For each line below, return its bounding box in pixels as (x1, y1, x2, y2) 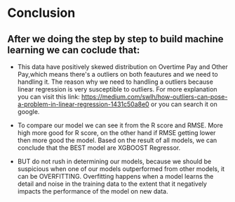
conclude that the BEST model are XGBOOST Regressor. (17, 144, 181, 152)
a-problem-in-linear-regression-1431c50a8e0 (17, 100, 149, 108)
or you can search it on (150, 100, 217, 108)
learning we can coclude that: (7, 44, 140, 56)
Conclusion (7, 5, 76, 21)
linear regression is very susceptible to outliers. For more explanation (17, 85, 217, 93)
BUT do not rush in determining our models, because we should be (17, 157, 212, 165)
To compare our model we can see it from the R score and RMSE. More (17, 121, 223, 130)
